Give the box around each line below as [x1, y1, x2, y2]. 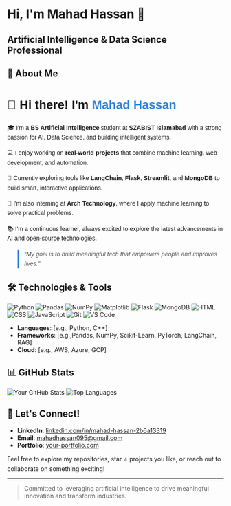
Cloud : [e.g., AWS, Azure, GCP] [16, 346, 107, 354]
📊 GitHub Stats [7, 366, 74, 378]
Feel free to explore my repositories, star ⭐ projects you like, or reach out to [7, 454, 221, 463]
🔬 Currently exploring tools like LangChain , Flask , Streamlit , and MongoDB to [7, 175, 220, 182]
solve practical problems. [7, 209, 74, 217]
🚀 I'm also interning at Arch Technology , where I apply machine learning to [7, 199, 210, 208]
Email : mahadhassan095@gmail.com [16, 433, 123, 442]
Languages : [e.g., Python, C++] [16, 324, 108, 332]
